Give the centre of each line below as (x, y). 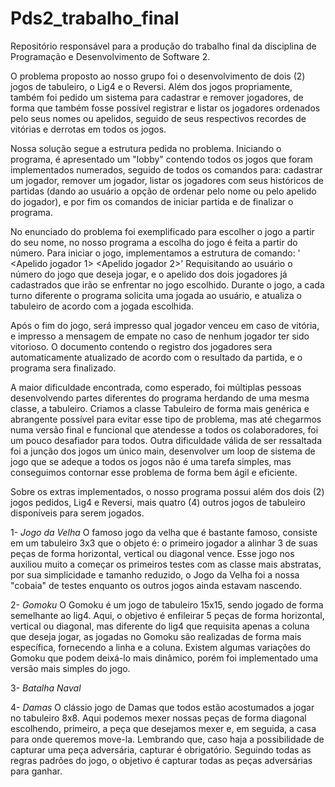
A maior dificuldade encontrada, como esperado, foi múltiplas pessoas (156, 387)
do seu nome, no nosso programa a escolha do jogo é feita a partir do (154, 242)
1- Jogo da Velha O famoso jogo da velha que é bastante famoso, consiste (164, 532)
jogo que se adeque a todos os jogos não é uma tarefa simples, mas (151, 461)
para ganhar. (36, 771)
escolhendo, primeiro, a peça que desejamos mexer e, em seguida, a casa (163, 728)
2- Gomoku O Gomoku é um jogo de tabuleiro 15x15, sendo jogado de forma (167, 604)
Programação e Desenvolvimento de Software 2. (110, 56)
